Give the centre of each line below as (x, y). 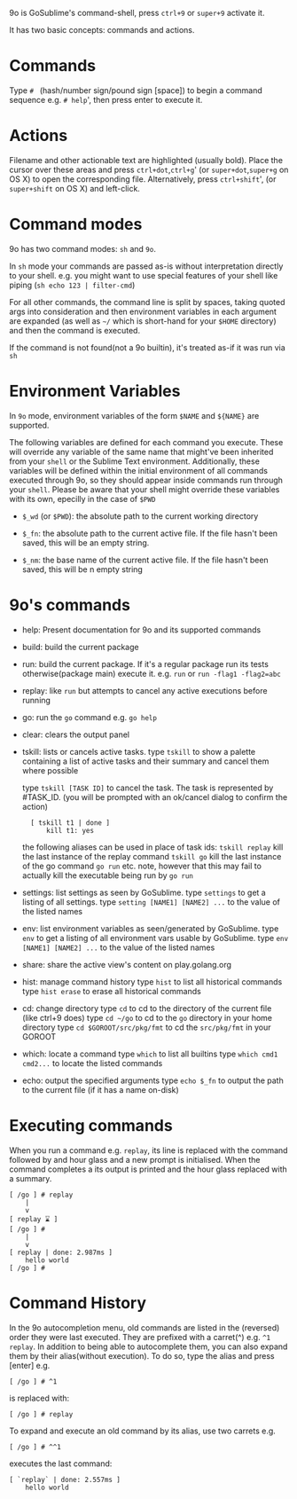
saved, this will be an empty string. (86, 542)
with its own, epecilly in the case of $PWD (82, 498)
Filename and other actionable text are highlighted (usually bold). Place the (146, 160)
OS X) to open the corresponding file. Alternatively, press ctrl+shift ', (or (143, 179)
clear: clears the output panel (76, 734)
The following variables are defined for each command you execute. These (146, 442)
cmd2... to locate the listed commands (92, 1063)
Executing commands (91, 1125)
